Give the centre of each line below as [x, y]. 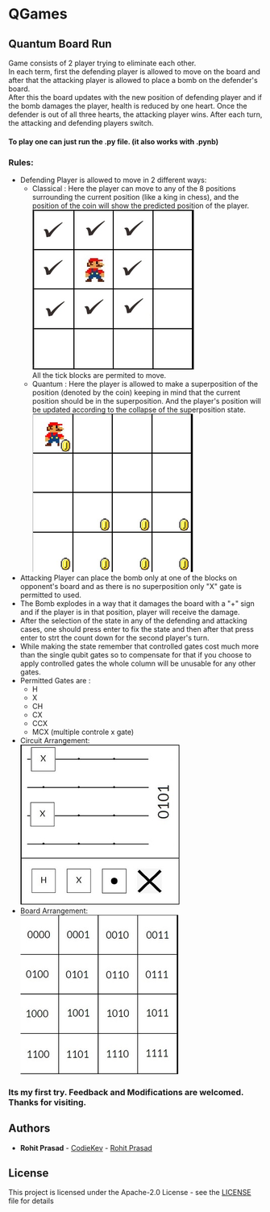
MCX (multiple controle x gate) [83, 732]
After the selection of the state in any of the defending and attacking [133, 621]
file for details [31, 1201]
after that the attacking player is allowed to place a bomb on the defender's [133, 80]
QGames [38, 14]
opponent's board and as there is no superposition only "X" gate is [131, 586]
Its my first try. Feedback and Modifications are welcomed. [126, 1092]
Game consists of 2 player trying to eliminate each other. [102, 63]
